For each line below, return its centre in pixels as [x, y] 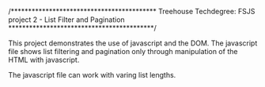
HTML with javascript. [44, 60]
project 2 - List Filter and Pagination [66, 20]
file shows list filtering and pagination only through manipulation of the [123, 51]
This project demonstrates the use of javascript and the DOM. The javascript [133, 43]
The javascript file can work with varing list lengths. [92, 75]
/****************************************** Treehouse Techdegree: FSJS [132, 11]
